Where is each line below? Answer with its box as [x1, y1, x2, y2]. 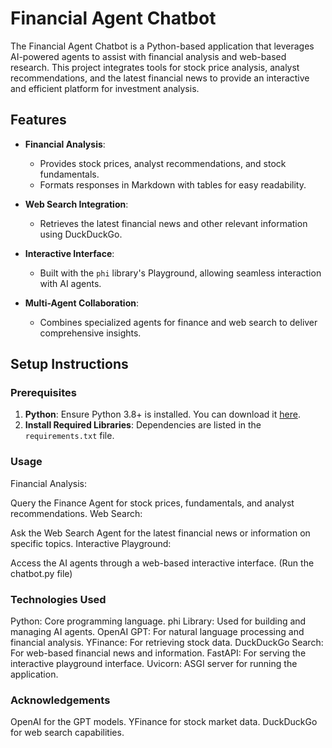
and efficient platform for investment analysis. [10, 82, 200, 94]
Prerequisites [10, 386, 77, 400]
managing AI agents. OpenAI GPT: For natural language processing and [10, 626, 305, 638]
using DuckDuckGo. [39, 228, 123, 240]
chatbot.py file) [10, 567, 73, 579]
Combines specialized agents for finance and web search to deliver [39, 316, 318, 328]
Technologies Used [10, 592, 107, 606]
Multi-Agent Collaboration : [24, 297, 140, 309]
